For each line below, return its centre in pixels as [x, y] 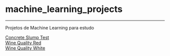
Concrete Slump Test [27, 37]
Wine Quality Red [23, 42]
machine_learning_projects [64, 9]
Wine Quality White [25, 48]
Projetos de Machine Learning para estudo [50, 27]
